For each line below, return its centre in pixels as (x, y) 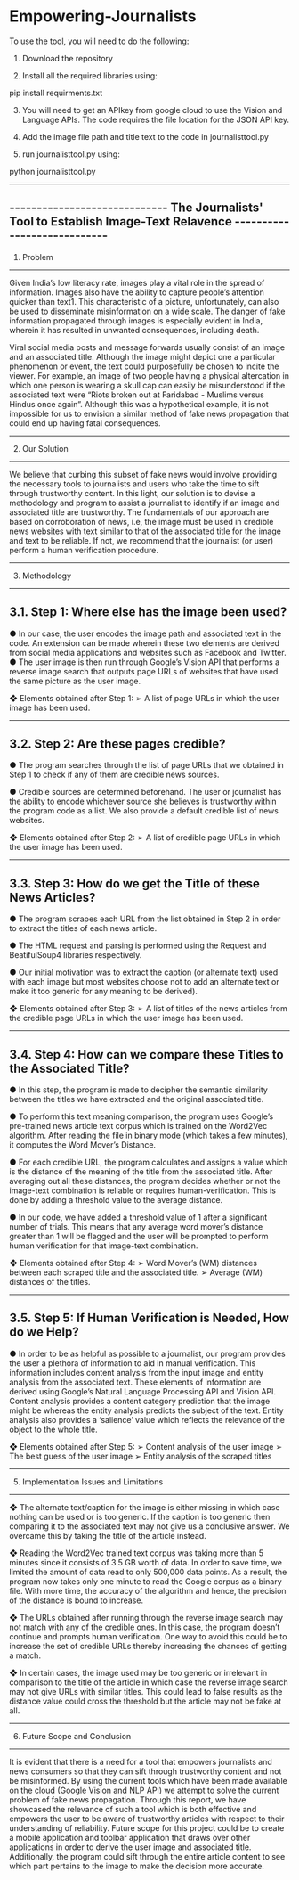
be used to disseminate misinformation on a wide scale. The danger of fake (147, 311)
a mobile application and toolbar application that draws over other (130, 1837)
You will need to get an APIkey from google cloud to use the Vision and (152, 110)
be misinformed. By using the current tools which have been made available (148, 1780)
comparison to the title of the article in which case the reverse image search (149, 1682)
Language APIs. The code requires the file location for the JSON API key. (156, 119)
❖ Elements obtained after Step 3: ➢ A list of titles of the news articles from (148, 1009)
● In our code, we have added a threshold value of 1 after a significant (138, 1217)
